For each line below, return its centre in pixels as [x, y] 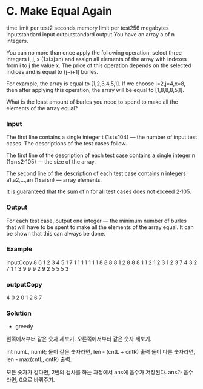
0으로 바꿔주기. [37, 380]
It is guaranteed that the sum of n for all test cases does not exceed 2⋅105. [99, 191]
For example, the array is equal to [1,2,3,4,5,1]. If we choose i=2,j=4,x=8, [96, 84]
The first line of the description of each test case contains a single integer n [101, 155]
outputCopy [24, 284]
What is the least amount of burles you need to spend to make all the [92, 102]
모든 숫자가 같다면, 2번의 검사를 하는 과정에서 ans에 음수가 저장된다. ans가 [94, 372]
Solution [19, 313]
